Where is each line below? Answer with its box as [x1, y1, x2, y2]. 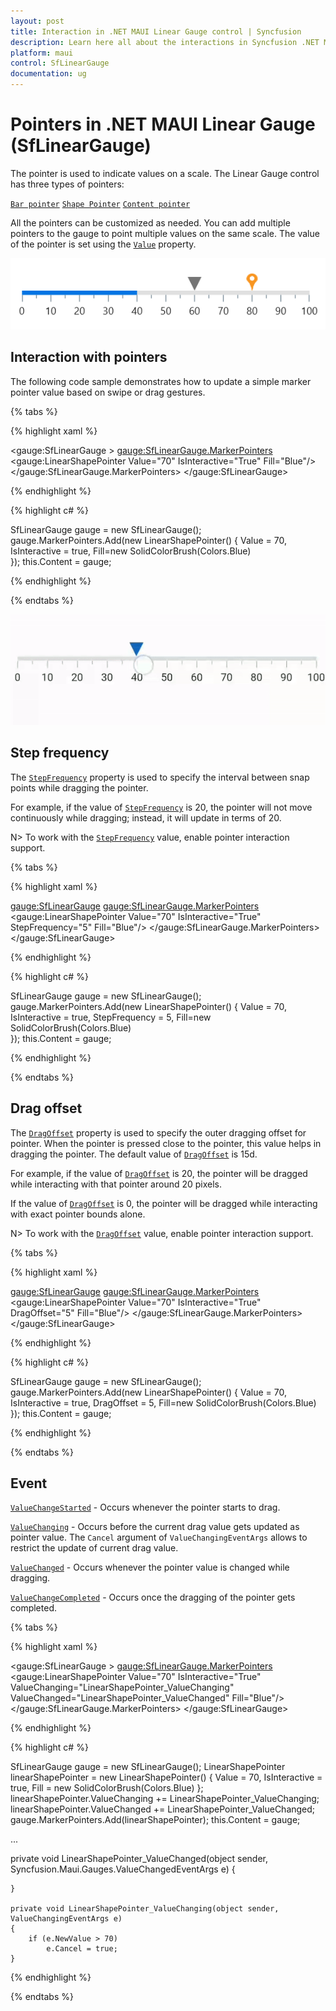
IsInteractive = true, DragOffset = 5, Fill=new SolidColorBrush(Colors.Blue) [10, 1396, 317, 1409]
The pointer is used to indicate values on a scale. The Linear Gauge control [10, 167, 320, 179]
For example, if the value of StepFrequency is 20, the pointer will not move [10, 801, 313, 813]
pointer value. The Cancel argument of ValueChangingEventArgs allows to [10, 1531, 308, 1544]
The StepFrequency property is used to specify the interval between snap [10, 771, 310, 783]
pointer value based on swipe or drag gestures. [10, 386, 206, 398]
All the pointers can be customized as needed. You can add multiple [10, 216, 291, 229]
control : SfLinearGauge [10, 58, 110, 69]
